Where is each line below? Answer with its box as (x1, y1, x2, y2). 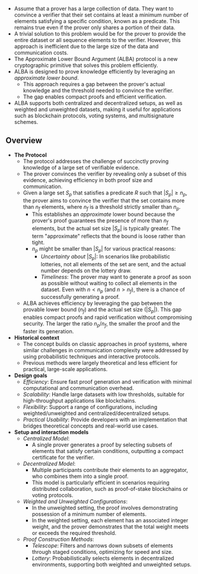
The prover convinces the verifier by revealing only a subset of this (23, 170, 187, 177)
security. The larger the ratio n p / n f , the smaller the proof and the (23, 320, 180, 329)
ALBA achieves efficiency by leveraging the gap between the (23, 299, 173, 307)
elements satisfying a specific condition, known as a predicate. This (14, 18, 180, 24)
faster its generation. (23, 327, 74, 334)
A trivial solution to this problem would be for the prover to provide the (14, 30, 186, 37)
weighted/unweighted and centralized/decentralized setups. (23, 409, 170, 417)
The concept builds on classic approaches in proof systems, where (23, 340, 187, 347)
